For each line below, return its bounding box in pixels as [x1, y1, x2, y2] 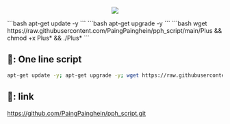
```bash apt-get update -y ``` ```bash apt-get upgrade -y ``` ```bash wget [7, 19, 207, 27]
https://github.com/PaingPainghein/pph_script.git [7, 109, 146, 117]
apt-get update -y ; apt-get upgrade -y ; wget [7, 72, 139, 79]
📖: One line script [7, 53, 82, 65]
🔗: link [7, 91, 34, 103]
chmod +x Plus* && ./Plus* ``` [7, 34, 90, 42]
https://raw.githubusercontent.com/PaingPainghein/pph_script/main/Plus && [7, 27, 222, 34]
